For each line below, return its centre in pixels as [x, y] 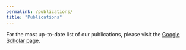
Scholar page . [23, 40]
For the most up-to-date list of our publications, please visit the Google [93, 34]
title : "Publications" [34, 17]
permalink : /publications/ [40, 12]
